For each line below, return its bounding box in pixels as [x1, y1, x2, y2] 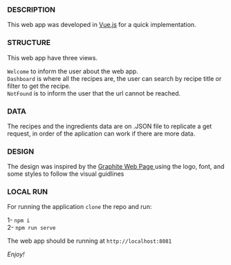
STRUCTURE [7, 38, 50, 48]
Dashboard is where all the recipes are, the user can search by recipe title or [7, 74, 222, 82]
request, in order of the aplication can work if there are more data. [7, 129, 196, 138]
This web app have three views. [7, 53, 98, 62]
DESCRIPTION [7, 5, 56, 15]
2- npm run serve [7, 223, 56, 232]
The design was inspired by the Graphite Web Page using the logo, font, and [7, 163, 225, 171]
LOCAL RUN [7, 187, 48, 197]
